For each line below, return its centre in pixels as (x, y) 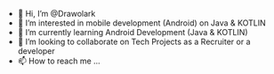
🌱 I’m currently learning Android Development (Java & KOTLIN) (133, 32)
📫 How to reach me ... (59, 61)
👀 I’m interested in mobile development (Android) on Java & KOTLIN (142, 23)
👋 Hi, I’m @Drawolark (56, 14)
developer (36, 51)
